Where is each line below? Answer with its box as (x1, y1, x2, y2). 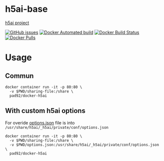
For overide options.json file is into (5, 120, 75, 125)
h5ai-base (5, 3, 48, 15)
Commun (5, 72, 34, 80)
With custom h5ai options (5, 107, 86, 115)
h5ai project (5, 20, 29, 26)
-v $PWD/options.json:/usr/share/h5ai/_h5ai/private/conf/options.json (9, 142, 160, 147)
